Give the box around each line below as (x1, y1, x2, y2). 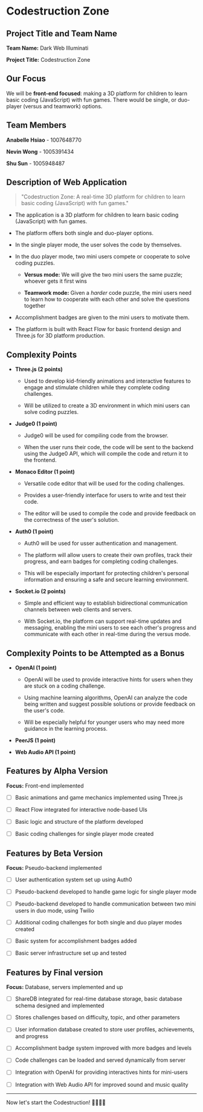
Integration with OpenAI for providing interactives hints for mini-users (14, 1068, 188, 1076)
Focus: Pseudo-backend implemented (6, 864, 102, 871)
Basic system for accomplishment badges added (14, 937, 137, 945)
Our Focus (6, 74, 47, 84)
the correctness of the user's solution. (24, 516, 120, 524)
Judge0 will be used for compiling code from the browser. (24, 432, 169, 439)
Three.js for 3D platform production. (14, 332, 105, 340)
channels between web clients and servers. (24, 606, 133, 613)
